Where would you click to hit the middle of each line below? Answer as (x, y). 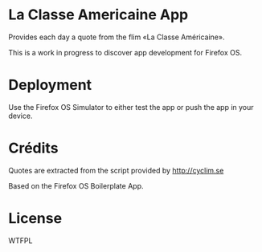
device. (20, 116)
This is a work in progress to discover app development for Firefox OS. (125, 52)
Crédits (33, 148)
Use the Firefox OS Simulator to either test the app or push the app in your (131, 107)
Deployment (50, 85)
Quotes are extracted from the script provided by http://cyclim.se (116, 170)
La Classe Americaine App (98, 15)
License (35, 218)
